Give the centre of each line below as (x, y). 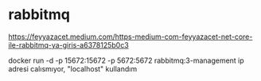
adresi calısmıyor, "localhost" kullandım (73, 68)
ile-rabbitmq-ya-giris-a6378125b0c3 (68, 44)
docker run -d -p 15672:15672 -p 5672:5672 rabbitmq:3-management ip (126, 60)
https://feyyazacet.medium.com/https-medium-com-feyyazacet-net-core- (130, 37)
